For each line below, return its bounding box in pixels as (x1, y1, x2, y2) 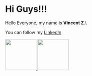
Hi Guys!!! (5, 3, 47, 15)
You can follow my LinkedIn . (5, 29, 63, 35)
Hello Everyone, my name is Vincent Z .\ (5, 20, 87, 26)
